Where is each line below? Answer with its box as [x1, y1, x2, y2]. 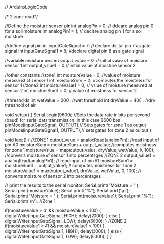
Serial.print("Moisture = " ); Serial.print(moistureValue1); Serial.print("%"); [5, 193, 153, 199]
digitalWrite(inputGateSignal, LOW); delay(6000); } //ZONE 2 [5, 218, 127, 224]
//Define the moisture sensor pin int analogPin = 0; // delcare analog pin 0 [5, 23, 154, 29]
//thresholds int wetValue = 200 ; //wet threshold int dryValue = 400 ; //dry [5, 97, 156, 103]
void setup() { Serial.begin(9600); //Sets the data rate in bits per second [5, 112, 150, 118]
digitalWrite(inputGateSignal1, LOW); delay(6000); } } [5, 234, 112, 239]
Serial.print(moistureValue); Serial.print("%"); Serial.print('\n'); [5, 188, 130, 193]
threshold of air [5, 102, 36, 108]
